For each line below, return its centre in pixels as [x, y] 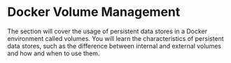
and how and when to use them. [54, 53]
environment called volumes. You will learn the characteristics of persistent [115, 38]
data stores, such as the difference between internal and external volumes [114, 46]
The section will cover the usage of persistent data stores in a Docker [107, 31]
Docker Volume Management [94, 12]
